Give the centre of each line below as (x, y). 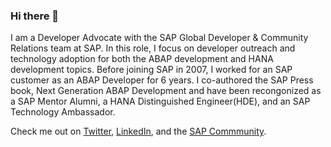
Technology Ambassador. (63, 112)
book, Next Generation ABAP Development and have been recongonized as (166, 91)
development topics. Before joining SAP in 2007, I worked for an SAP (151, 70)
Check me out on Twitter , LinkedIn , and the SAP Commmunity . (138, 131)
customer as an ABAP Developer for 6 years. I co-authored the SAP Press (162, 80)
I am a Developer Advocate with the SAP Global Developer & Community (159, 38)
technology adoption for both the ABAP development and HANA (142, 59)
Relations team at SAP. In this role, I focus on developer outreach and (153, 48)
